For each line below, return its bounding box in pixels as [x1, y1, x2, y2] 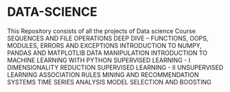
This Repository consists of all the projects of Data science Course [7, 27, 196, 35]
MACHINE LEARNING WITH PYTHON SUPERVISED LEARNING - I [7, 56, 191, 64]
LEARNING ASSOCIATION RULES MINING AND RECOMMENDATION [7, 70, 199, 79]
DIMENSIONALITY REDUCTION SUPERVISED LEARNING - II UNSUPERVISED [7, 63, 224, 71]
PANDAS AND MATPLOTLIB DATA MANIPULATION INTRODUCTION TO [7, 49, 208, 57]
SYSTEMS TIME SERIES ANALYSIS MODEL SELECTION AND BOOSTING [7, 78, 211, 86]
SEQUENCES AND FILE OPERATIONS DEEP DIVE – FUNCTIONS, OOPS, [7, 34, 209, 42]
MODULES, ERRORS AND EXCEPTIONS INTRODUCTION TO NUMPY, [7, 41, 203, 49]
